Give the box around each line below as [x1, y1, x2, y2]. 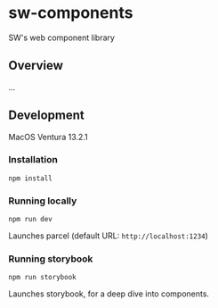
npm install [8, 173, 52, 183]
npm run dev [8, 215, 52, 224]
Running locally [8, 195, 77, 207]
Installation [8, 154, 59, 166]
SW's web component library [8, 32, 115, 43]
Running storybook [8, 253, 93, 265]
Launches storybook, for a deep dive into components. [8, 288, 210, 299]
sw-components [8, 3, 133, 23]
